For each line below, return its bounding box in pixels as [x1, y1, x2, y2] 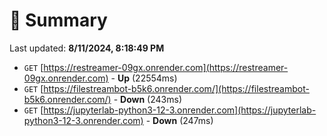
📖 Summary [9, 9, 108, 32]
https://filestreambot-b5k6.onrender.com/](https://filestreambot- [43, 82, 310, 94]
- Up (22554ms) [110, 72, 178, 84]
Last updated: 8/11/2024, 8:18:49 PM [9, 42, 165, 54]
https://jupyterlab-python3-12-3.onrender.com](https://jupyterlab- [43, 104, 317, 116]
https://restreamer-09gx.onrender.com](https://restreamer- [43, 61, 289, 73]
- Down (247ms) [145, 114, 214, 126]
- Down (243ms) [113, 93, 182, 105]
